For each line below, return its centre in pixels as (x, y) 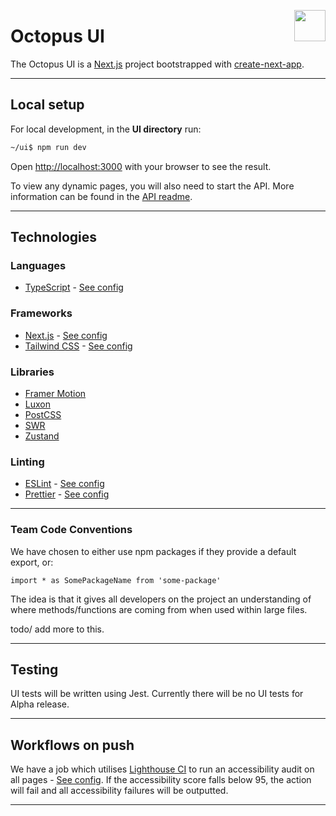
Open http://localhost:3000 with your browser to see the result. (141, 166)
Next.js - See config (66, 335)
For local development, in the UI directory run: (106, 129)
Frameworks (41, 313)
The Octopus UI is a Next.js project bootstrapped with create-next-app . (157, 64)
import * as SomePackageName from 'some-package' (116, 580)
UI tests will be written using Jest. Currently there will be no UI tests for (157, 694)
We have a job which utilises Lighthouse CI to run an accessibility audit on (162, 769)
